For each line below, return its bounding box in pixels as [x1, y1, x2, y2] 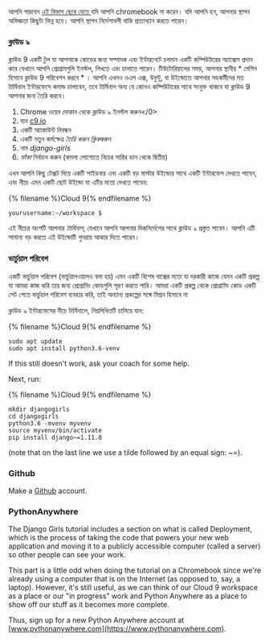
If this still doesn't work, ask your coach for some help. [8, 358, 190, 368]
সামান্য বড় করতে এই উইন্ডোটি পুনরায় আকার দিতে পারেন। [8, 233, 141, 242]
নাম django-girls [19, 143, 71, 153]
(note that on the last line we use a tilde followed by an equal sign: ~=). [8, 447, 243, 457]
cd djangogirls [8, 412, 59, 420]
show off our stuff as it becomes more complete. [8, 600, 170, 610]
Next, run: [8, 374, 42, 383]
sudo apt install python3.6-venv [8, 344, 120, 353]
